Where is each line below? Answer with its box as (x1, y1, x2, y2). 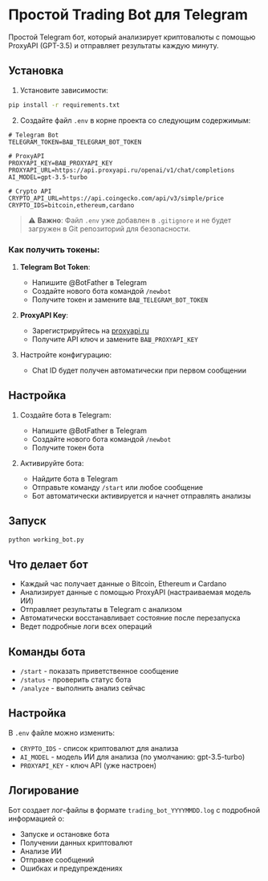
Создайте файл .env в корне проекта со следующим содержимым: (19, 115, 251, 125)
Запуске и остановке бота (19, 829, 110, 838)
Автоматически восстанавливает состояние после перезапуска (19, 613, 241, 623)
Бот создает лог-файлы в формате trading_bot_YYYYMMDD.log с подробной (8, 805, 261, 814)
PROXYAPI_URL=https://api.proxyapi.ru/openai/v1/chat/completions (8, 166, 235, 174)
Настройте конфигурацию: (19, 349, 112, 359)
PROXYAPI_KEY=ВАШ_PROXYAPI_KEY (8, 159, 113, 167)
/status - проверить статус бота (19, 675, 132, 684)
